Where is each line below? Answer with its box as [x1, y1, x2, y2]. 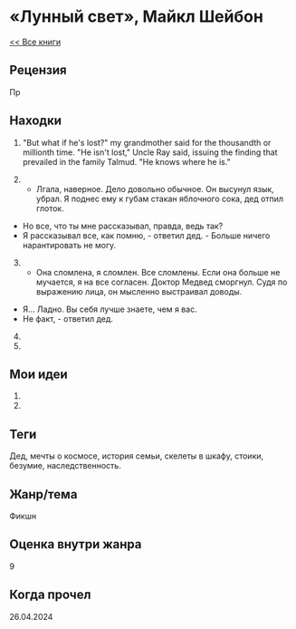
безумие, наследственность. [9, 460, 122, 471]
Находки [9, 113, 62, 129]
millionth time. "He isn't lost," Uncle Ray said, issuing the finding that [22, 147, 278, 158]
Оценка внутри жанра [9, 537, 142, 552]
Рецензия [9, 63, 67, 78]
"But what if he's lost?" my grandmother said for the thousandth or [22, 137, 272, 148]
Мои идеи [9, 366, 68, 382]
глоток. [35, 202, 65, 214]
